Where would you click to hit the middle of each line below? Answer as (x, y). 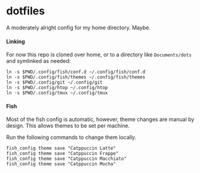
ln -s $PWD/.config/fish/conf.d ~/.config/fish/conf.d (76, 72)
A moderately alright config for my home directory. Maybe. (79, 28)
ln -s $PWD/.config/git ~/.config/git (54, 83)
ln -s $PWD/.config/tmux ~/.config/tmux (57, 93)
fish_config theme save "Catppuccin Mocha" (61, 164)
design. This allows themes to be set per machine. (68, 126)
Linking (16, 41)
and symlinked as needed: (39, 61)
